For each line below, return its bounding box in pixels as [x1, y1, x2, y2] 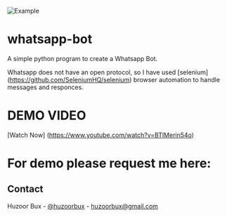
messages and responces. [7, 83, 84, 91]
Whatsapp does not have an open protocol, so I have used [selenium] [7, 67, 209, 77]
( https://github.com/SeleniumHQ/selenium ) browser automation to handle [7, 75, 220, 84]
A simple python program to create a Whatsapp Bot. [7, 54, 158, 63]
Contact [7, 183, 44, 195]
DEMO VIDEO [7, 107, 86, 124]
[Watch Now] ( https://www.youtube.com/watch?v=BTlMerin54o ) [7, 131, 195, 139]
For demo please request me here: [7, 155, 212, 171]
